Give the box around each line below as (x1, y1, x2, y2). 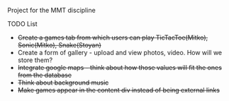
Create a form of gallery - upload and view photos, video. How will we (17, 49, 223, 57)
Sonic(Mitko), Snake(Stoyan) (17, 41, 101, 49)
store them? (17, 56, 53, 64)
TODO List (7, 20, 38, 28)
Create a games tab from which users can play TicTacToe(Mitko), (17, 33, 208, 42)
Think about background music (17, 78, 109, 87)
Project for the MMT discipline (7, 6, 96, 14)
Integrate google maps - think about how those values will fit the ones (17, 64, 222, 71)
